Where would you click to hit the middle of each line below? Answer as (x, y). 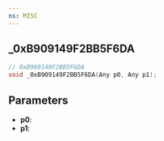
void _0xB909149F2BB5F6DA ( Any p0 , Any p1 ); (83, 75)
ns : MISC (23, 16)
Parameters (38, 100)
